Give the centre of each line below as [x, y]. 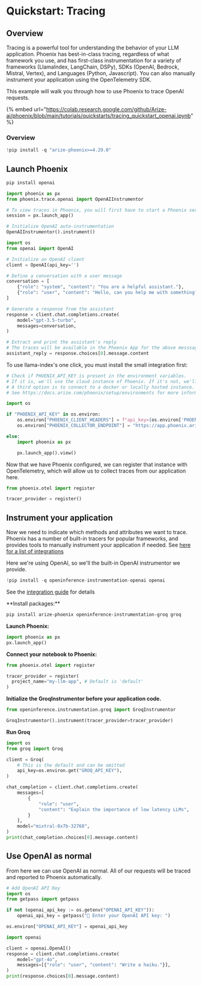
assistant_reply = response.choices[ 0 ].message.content [78, 354]
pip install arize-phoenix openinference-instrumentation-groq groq [94, 615]
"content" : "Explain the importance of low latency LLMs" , [114, 809]
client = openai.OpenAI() [38, 948]
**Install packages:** [33, 604]
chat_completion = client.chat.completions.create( [72, 787]
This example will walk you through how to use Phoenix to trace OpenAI [95, 91]
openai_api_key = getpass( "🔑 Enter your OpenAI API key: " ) [94, 916]
